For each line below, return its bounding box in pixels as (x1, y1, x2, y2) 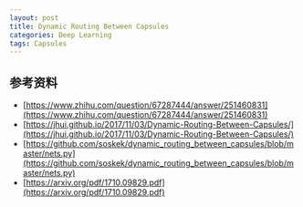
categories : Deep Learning (9, 30, 112, 39)
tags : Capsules (9, 38, 68, 48)
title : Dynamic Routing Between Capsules (9, 22, 170, 31)
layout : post (9, 13, 59, 23)
